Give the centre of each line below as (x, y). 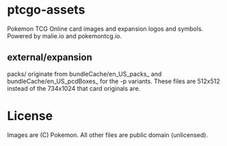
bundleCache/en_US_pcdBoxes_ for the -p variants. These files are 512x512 (113, 81)
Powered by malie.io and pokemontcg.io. (64, 35)
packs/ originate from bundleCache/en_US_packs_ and (84, 74)
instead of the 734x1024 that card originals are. (74, 88)
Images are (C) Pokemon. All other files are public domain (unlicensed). (108, 134)
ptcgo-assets (46, 10)
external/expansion (50, 58)
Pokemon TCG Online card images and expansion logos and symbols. (105, 29)
